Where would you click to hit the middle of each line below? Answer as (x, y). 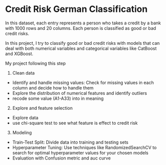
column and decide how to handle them (53, 87)
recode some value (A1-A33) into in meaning (58, 98)
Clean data (23, 73)
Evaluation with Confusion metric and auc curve (61, 158)
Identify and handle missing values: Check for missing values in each (83, 82)
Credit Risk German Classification (76, 9)
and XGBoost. (19, 54)
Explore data (25, 117)
